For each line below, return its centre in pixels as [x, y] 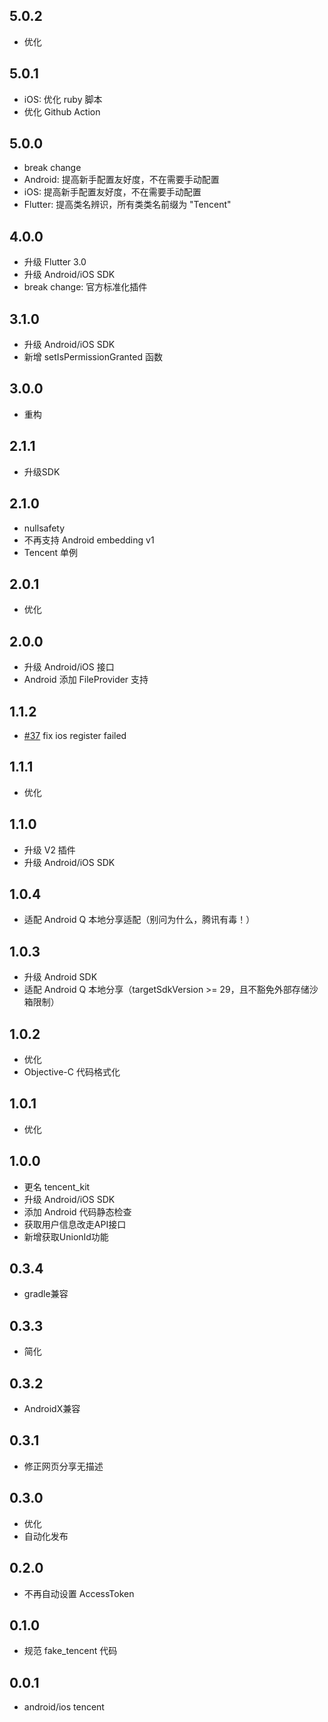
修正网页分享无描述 [63, 1466]
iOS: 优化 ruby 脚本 [63, 99]
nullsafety [44, 528]
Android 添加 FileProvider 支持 [86, 680]
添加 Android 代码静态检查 [77, 1211]
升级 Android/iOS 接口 [69, 667]
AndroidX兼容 [52, 1409]
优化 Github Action [62, 111]
